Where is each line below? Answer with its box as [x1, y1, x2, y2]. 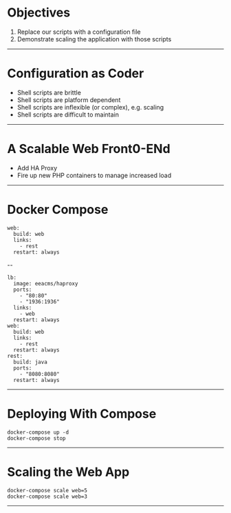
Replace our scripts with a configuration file [16, 28, 141, 36]
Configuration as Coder [7, 66, 144, 81]
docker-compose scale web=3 [7, 493, 88, 500]
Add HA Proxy [16, 163, 58, 172]
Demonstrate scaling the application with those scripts [16, 34, 172, 43]
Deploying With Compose [7, 405, 157, 421]
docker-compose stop [7, 434, 67, 442]
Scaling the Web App [7, 464, 130, 480]
